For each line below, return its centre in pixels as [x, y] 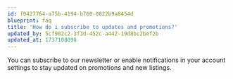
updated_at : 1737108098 [42, 40]
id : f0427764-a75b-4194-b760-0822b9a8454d [70, 14]
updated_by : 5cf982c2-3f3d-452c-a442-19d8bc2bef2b [83, 34]
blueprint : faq [30, 20]
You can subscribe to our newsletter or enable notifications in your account [116, 60]
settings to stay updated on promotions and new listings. [89, 68]
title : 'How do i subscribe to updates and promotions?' [93, 27]
